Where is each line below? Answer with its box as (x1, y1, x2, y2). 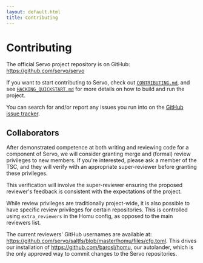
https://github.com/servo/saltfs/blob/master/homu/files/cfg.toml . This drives (6, 237, 197, 245)
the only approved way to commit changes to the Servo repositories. (6, 250, 178, 258)
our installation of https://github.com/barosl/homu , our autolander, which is (6, 244, 194, 251)
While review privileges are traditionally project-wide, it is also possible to (6, 200, 190, 207)
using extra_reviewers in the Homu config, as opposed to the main (6, 213, 173, 220)
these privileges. (6, 169, 48, 177)
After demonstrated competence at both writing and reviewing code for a (6, 144, 189, 151)
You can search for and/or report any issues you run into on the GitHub (6, 104, 184, 111)
